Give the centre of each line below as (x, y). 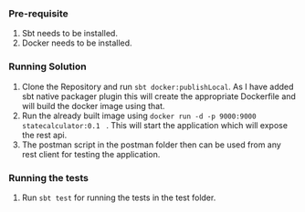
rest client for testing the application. (91, 154)
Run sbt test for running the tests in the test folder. (119, 197)
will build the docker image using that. (93, 106)
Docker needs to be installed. (77, 43)
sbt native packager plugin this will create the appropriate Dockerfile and (158, 96)
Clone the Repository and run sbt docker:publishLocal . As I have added (158, 86)
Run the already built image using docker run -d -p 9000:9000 (139, 116)
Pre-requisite (39, 14)
